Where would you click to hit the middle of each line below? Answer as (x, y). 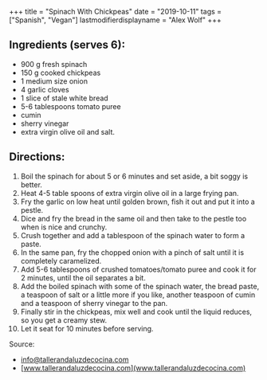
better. (31, 184)
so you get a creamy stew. (64, 320)
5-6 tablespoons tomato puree (71, 106)
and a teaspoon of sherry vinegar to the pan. (94, 303)
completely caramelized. (61, 261)
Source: (22, 344)
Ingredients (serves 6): (67, 45)
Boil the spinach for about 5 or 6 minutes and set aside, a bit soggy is (134, 176)
